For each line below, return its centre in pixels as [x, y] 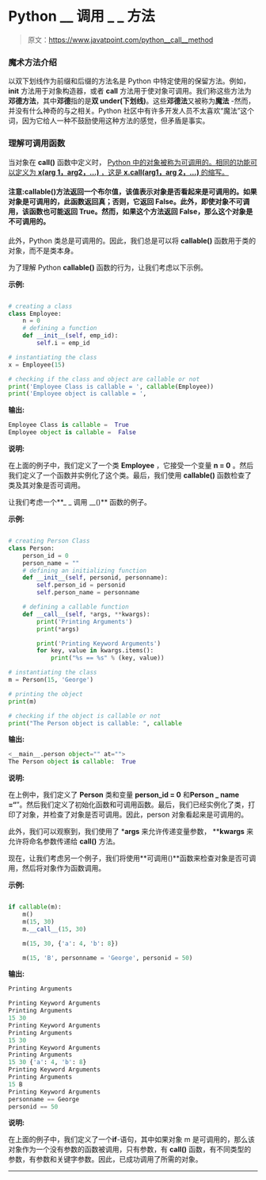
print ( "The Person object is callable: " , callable [95, 723]
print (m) [23, 701]
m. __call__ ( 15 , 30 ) [55, 929]
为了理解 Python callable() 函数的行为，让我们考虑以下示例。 [108, 267]
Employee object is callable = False [72, 432]
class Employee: [35, 313]
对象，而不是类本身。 [43, 250]
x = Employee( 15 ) [37, 365]
